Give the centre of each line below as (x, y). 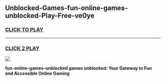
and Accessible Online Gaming (37, 73)
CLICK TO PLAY (24, 30)
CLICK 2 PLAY (22, 48)
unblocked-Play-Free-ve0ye (50, 16)
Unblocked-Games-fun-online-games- (66, 8)
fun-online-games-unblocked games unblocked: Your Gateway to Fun (79, 68)
